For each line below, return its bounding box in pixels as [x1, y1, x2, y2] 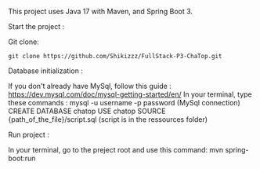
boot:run [8, 153, 36, 163]
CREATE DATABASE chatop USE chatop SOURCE [8, 106, 166, 116]
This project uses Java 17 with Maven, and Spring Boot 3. [8, 7, 193, 16]
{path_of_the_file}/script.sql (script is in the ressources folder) [8, 115, 208, 124]
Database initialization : [8, 66, 84, 75]
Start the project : [8, 22, 65, 31]
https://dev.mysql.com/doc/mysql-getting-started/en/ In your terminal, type [8, 90, 252, 99]
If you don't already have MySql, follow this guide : [8, 82, 172, 90]
